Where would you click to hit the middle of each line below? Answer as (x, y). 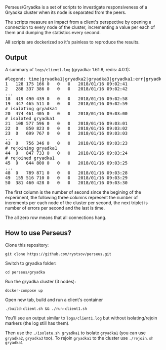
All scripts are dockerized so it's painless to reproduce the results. (72, 42)
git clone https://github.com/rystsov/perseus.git (58, 254)
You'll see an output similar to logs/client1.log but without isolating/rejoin (81, 318)
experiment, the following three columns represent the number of (72, 197)
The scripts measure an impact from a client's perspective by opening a (78, 22)
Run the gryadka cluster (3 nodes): (41, 281)
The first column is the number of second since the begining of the (73, 192)
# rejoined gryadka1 (30, 158)
